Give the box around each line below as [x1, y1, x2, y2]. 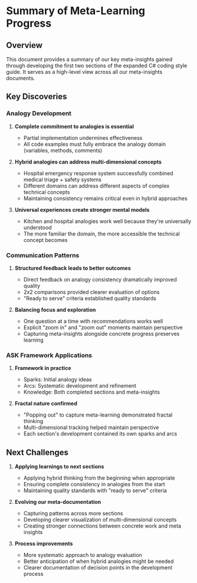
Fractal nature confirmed [14, 400, 78, 407]
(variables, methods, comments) [23, 146, 103, 154]
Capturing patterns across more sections [23, 510, 123, 517]
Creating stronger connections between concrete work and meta [23, 522, 182, 529]
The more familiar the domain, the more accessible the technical [23, 230, 180, 237]
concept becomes [23, 236, 68, 243]
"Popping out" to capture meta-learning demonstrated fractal [23, 411, 173, 418]
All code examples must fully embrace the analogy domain [23, 140, 166, 148]
